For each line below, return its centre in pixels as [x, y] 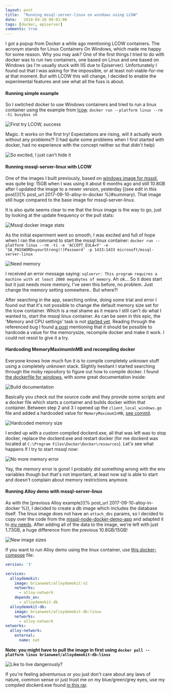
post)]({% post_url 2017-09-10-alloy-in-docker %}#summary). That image [83, 194]
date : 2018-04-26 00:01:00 [36, 19]
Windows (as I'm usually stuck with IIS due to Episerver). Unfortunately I [81, 65]
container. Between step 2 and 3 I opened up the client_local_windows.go [83, 408]
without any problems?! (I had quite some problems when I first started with [85, 140]
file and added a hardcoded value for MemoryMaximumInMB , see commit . [78, 413]
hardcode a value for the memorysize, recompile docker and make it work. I [85, 332]
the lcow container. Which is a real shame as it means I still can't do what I [83, 310]
